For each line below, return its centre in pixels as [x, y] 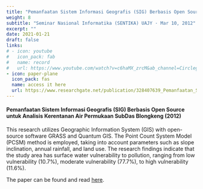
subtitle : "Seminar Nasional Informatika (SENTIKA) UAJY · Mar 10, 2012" [101, 23]
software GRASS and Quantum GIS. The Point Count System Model [108, 136]
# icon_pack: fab [31, 57]
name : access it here [39, 85]
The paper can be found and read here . [55, 180]
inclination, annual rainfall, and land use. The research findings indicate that [100, 149]
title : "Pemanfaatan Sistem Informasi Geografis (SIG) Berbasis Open [96, 12]
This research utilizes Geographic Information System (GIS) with [86, 130]
